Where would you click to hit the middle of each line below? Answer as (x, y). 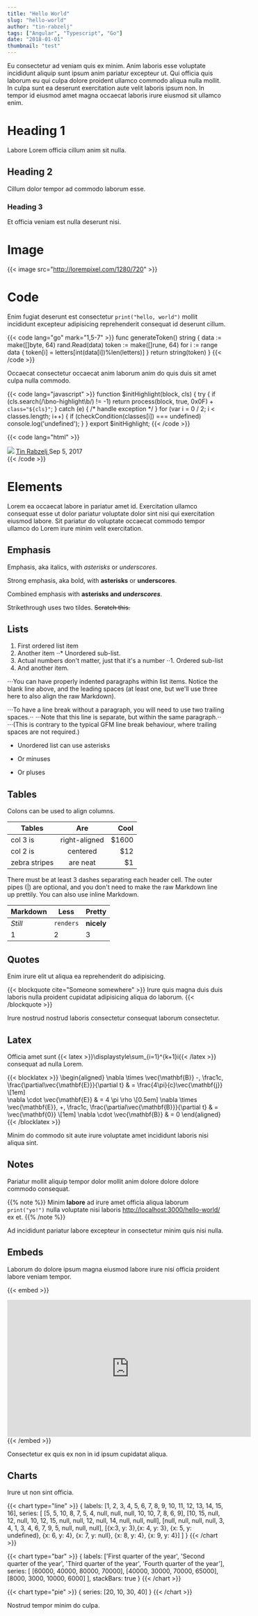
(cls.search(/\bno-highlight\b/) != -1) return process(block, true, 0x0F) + (111, 401)
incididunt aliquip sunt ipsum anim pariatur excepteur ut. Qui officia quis (110, 73)
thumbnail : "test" (34, 46)
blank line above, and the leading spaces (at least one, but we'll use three (112, 689)
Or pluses (31, 772)
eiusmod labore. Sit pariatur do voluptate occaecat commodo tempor (106, 521)
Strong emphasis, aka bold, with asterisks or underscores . (92, 580)
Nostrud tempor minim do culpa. (54, 1606)
